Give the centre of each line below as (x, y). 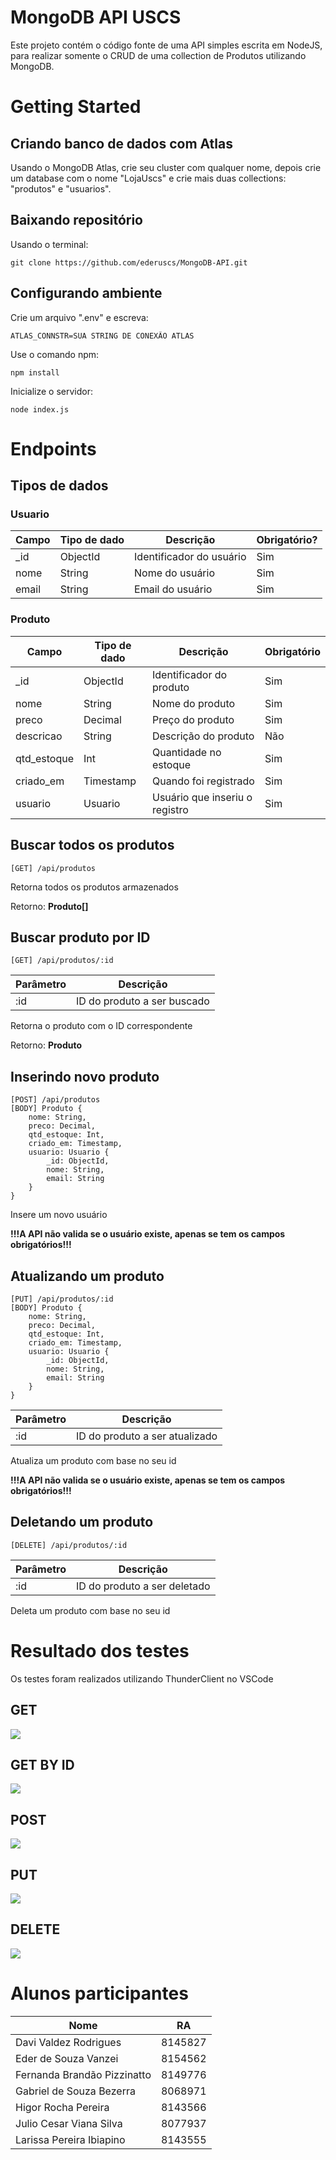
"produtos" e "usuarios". (61, 188)
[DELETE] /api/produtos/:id (69, 1545)
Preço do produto (193, 719)
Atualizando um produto (87, 1276)
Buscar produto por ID (80, 937)
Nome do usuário (175, 573)
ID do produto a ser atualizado (146, 1436)
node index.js (40, 409)
